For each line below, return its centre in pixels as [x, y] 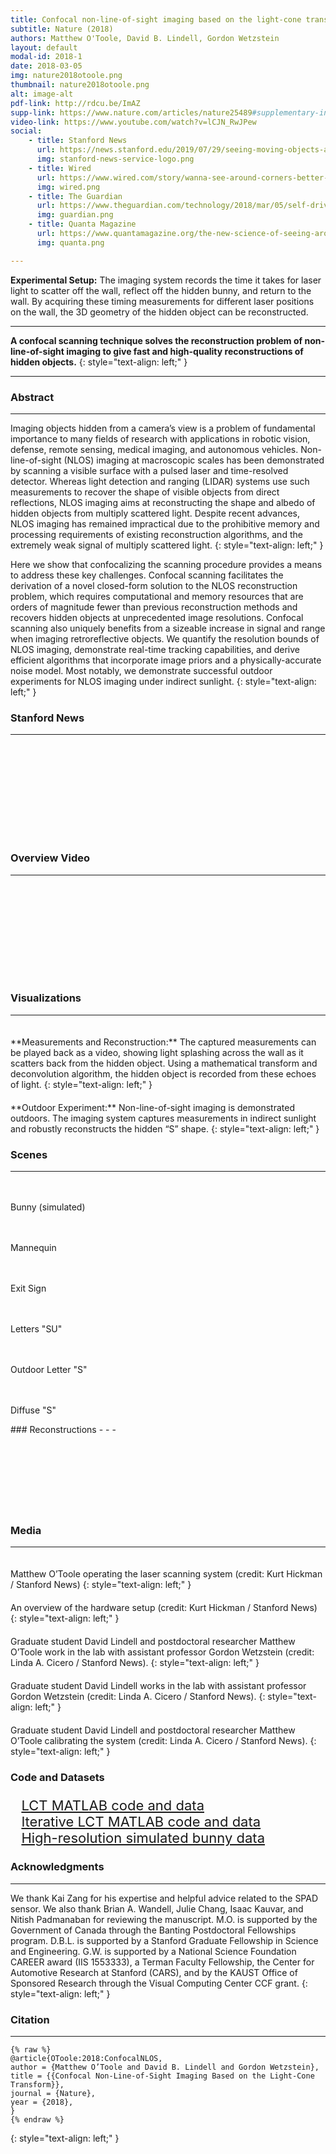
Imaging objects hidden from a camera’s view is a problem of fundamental [163, 428]
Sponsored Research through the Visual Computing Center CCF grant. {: [159, 1983]
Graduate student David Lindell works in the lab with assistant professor [158, 1686]
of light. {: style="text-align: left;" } [81, 1084]
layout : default [44, 47]
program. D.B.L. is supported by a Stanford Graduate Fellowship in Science [164, 1940]
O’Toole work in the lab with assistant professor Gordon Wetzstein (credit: [162, 1652]
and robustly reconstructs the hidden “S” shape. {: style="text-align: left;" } [165, 1128]
